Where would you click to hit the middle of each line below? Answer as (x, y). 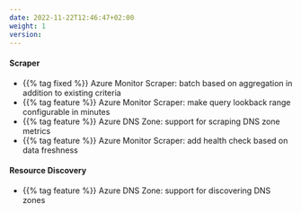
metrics (36, 130)
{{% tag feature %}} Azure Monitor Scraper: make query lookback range (156, 102)
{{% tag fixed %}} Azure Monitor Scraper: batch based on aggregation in (157, 83)
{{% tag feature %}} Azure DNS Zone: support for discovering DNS (146, 191)
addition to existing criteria (71, 93)
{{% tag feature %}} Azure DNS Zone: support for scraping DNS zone (151, 121)
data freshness (50, 150)
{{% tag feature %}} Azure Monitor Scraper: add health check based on (155, 140)
